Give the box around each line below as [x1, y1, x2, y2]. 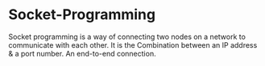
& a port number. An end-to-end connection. [8, 49, 156, 58]
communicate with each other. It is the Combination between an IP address [8, 40, 258, 49]
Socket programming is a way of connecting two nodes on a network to [8, 32, 246, 41]
